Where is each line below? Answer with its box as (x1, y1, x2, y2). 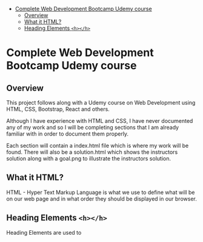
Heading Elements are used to (6, 229, 82, 236)
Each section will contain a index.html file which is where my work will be (6, 142, 189, 149)
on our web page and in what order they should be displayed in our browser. (6, 195, 197, 202)
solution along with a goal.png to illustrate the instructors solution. (6, 155, 171, 162)
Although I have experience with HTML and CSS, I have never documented (6, 117, 193, 124)
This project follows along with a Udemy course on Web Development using (6, 99, 196, 106)
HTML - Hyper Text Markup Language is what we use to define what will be (6, 188, 195, 196)
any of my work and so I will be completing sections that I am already (6, 124, 179, 131)
